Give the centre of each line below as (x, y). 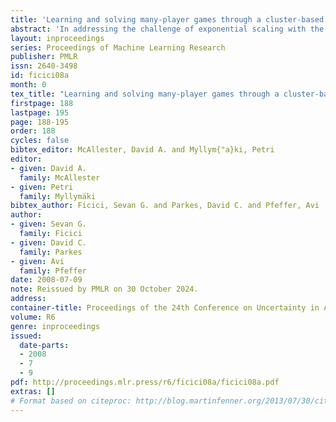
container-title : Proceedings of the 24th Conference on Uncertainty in (165, 308)
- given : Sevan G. (48, 224)
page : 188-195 (40, 122)
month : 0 (28, 85)
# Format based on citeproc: (71, 401)
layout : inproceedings (57, 38)
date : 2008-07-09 (46, 280)
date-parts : (44, 345)
